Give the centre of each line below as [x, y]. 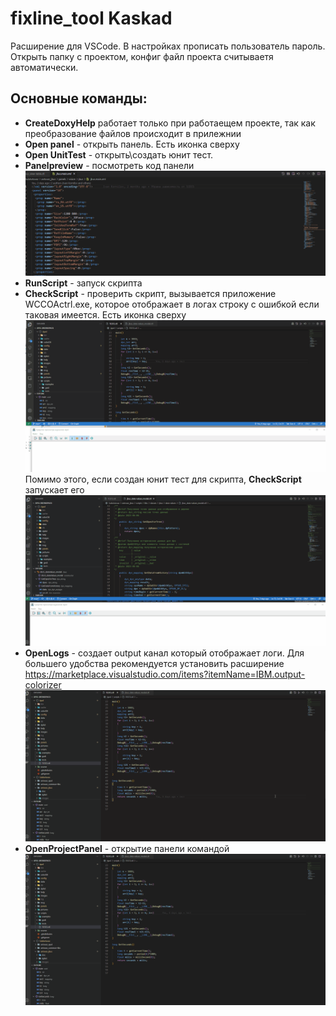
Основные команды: [79, 98]
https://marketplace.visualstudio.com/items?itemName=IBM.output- [165, 674]
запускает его [54, 489]
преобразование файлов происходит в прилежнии [133, 133]
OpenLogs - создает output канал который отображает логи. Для [164, 653]
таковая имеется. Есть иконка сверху [105, 314]
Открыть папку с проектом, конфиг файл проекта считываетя [142, 56]
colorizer [43, 684]
